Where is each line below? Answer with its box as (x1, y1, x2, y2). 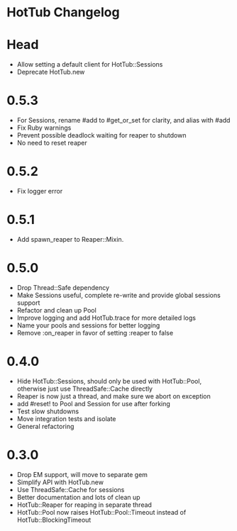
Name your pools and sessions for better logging (16, 320, 160, 330)
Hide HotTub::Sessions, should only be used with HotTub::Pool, (16, 376, 202, 385)
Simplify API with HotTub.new (16, 478, 104, 486)
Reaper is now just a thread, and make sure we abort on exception (16, 391, 211, 401)
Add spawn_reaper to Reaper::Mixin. (16, 235, 124, 243)
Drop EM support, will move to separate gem (16, 470, 148, 479)
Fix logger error (16, 187, 63, 195)
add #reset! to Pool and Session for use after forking (16, 399, 171, 408)
